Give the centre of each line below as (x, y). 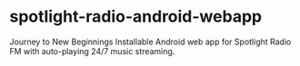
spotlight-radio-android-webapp (135, 17)
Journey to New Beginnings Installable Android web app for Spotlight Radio (150, 42)
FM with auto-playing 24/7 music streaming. (92, 51)
